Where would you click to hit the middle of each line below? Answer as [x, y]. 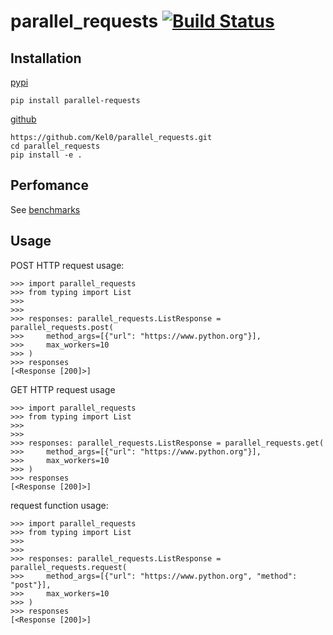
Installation [46, 58]
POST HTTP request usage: [67, 265]
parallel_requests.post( [62, 327]
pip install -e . [46, 155]
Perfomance [49, 185]
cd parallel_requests [55, 146]
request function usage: [59, 505]
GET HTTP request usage [63, 389]
